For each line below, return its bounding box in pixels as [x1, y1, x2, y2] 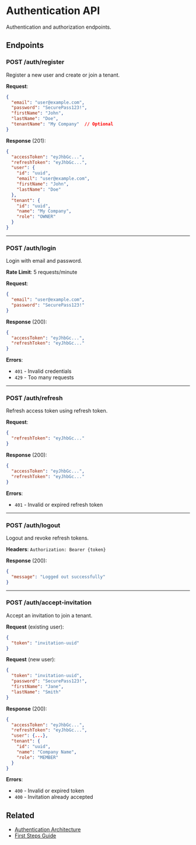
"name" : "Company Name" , [16, 749, 77, 755]
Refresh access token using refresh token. [6, 407, 108, 414]
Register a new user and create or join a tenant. [6, 71, 120, 78]
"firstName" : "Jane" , [11, 683, 64, 690]
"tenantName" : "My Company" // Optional [11, 121, 114, 127]
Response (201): [6, 137, 46, 144]
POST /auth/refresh [6, 394, 63, 402]
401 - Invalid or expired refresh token [14, 501, 103, 508]
